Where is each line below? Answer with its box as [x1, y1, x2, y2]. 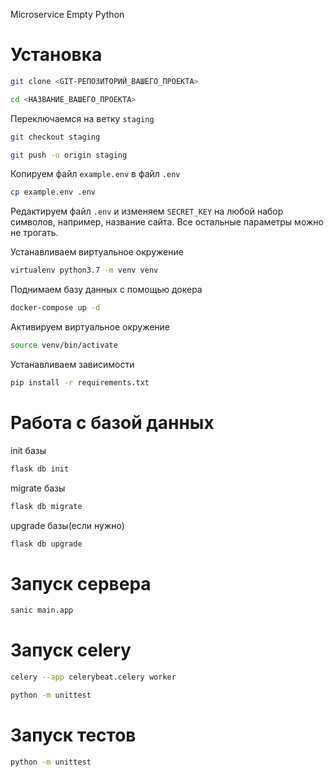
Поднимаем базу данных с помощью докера [10, 284, 203, 296]
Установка [10, 44, 103, 66]
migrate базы [10, 482, 66, 494]
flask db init [10, 464, 70, 474]
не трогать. [10, 227, 59, 239]
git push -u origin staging [10, 150, 128, 160]
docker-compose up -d [10, 303, 101, 313]
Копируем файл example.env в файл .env [10, 168, 181, 180]
